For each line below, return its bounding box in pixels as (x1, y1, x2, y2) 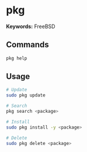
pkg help (6, 55, 27, 61)
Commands (6, 40, 50, 50)
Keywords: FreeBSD (6, 23, 55, 30)
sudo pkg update (6, 92, 46, 98)
